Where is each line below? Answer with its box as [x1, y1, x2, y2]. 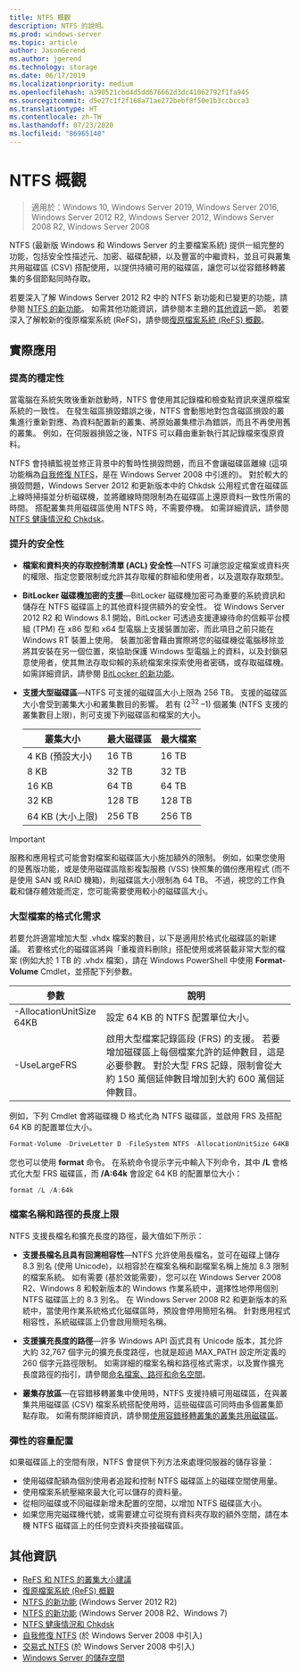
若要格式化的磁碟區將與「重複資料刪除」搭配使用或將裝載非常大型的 [26, 944, 278, 954]
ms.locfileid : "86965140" [9, 129, 105, 138]
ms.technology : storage [9, 63, 98, 72]
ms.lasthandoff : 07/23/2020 [9, 121, 114, 130]
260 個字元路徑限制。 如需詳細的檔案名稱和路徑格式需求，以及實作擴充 [21, 1358, 284, 1368]
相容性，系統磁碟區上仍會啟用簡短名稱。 [21, 1316, 171, 1326]
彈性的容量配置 [9, 1434, 74, 1447]
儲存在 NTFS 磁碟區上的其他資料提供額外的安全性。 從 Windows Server [21, 601, 285, 611]
